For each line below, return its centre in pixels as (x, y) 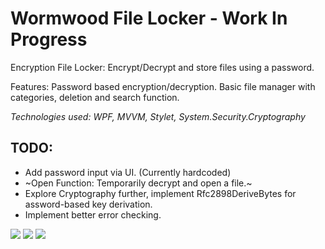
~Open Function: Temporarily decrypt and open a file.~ (138, 183)
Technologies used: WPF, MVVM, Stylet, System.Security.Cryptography (158, 116)
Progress (49, 39)
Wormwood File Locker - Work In (149, 18)
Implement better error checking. (93, 214)
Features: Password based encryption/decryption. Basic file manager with (163, 86)
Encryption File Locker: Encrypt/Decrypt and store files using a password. (162, 67)
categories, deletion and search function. (95, 97)
